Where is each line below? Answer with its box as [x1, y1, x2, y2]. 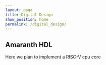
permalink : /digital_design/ [5, 21, 67, 27]
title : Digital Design [5, 12, 53, 17]
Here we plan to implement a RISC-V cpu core [5, 54, 101, 60]
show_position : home [5, 17, 49, 22]
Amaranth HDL [5, 40, 53, 49]
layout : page [5, 7, 33, 13]
